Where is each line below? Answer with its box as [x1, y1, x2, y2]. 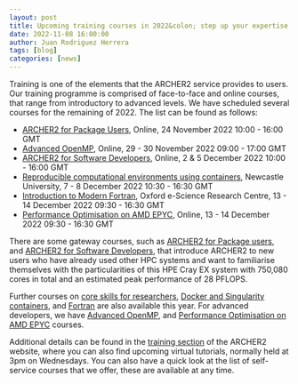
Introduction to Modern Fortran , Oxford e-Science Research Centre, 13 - [21, 190, 287, 201]
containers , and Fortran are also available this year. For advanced [9, 300, 249, 311]
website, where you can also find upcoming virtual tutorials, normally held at [9, 346, 289, 356]
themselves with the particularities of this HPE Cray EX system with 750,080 [9, 264, 289, 275]
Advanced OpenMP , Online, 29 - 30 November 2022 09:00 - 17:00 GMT [21, 143, 286, 154]
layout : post [9, 12, 58, 22]
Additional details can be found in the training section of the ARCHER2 [9, 337, 267, 347]
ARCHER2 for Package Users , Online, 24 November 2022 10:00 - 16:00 [21, 124, 284, 134]
